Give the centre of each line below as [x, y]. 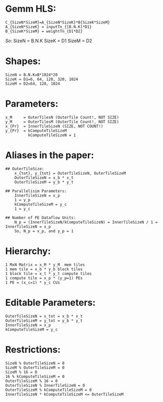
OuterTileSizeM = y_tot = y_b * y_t [44, 321]
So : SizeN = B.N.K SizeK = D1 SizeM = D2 [49, 41]
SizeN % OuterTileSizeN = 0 [35, 363]
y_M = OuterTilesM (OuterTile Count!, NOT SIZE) [62, 122]
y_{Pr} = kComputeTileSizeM [36, 131]
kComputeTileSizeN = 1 [52, 135]
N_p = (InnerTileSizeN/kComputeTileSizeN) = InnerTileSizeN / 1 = [86, 222]
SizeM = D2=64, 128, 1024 [32, 84]
